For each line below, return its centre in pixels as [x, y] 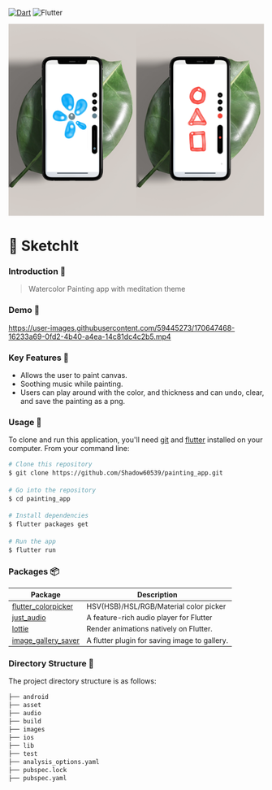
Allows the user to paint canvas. [73, 375]
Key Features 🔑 [39, 358]
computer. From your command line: [69, 449]
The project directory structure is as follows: [82, 681]
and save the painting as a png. [73, 401]
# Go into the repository [52, 490]
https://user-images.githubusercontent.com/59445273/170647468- [122, 328]
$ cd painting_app [39, 499]
